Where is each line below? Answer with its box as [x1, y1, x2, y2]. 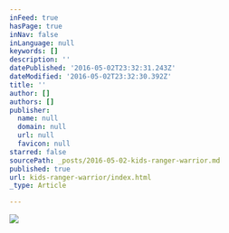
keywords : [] [9, 47, 59, 56]
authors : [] [9, 97, 54, 107]
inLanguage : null [9, 38, 75, 48]
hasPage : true [9, 22, 63, 31]
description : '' [9, 55, 71, 64]
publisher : [9, 106, 51, 115]
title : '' [9, 80, 47, 89]
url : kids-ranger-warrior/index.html [9, 172, 152, 182]
